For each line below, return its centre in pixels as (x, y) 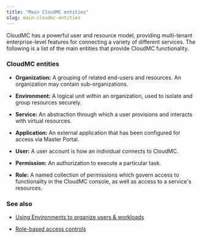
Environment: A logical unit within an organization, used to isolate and (104, 96)
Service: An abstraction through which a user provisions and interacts (104, 114)
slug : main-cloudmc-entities (43, 18)
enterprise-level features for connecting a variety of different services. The (101, 42)
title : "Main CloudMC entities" (47, 12)
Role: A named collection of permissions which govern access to (97, 175)
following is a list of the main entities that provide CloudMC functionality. (98, 48)
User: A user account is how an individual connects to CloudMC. (97, 151)
